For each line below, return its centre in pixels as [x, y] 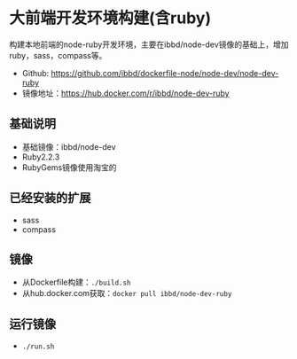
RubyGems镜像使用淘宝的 [69, 167]
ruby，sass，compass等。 [58, 55]
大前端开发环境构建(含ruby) [110, 18]
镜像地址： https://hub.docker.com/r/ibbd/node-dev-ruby [125, 93]
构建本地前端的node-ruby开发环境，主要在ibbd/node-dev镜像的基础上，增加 [149, 44]
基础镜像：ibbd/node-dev [69, 146]
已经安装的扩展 [50, 198]
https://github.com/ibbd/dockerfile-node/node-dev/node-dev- [165, 73]
